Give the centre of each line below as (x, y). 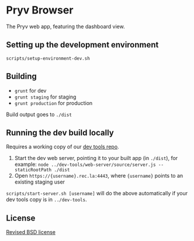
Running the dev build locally (60, 133)
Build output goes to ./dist (39, 114)
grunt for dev (30, 90)
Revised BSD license (31, 232)
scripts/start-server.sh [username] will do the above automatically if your (97, 194)
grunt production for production (53, 103)
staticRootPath (33, 170)
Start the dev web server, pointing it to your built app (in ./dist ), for (96, 158)
